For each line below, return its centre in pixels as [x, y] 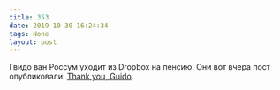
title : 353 [29, 17]
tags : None [29, 34]
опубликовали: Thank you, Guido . [72, 77]
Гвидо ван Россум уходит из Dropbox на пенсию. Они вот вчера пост [140, 67]
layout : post [33, 42]
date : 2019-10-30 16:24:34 [59, 26]
